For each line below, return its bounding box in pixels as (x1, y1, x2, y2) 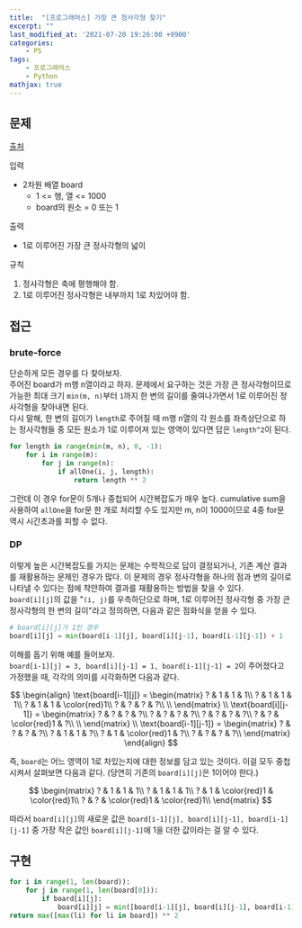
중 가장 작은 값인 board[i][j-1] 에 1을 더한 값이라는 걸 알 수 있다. (31, 824, 259, 835)
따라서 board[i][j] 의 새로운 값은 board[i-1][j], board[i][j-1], (9, 813, 245, 824)
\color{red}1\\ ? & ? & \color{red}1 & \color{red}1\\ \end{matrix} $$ (30, 794, 272, 806)
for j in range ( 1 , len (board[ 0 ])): (25, 886, 159, 896)
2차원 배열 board (22, 179, 84, 190)
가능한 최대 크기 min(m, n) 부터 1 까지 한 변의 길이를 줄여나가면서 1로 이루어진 (9, 391, 279, 401)
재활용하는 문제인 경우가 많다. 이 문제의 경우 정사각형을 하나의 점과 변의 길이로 (18, 571, 292, 581)
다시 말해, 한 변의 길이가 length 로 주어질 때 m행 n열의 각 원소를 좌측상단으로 (9, 413, 277, 424)
